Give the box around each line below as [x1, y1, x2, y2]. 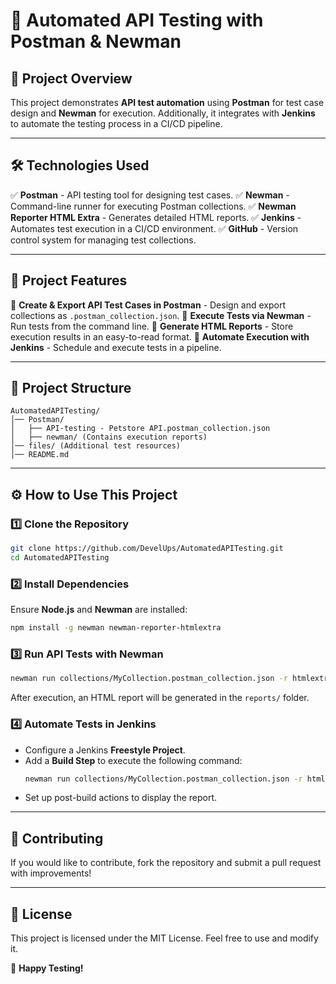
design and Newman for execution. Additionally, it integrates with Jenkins [10, 107, 316, 119]
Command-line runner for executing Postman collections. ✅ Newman [10, 200, 297, 212]
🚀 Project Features [10, 272, 128, 289]
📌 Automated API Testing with [10, 9, 264, 32]
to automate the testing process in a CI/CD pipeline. [10, 118, 223, 129]
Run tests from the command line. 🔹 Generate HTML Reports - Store [10, 320, 294, 332]
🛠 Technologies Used [10, 157, 150, 174]
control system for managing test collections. [10, 234, 197, 246]
